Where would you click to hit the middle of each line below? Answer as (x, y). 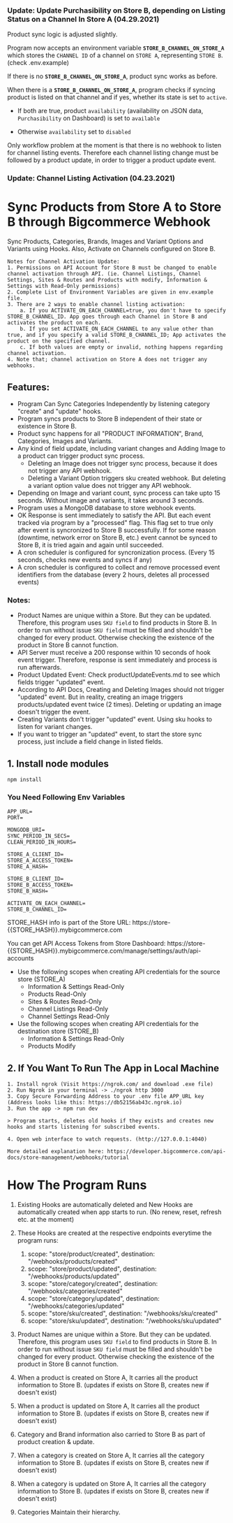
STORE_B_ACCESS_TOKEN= (40, 885)
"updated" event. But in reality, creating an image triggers (100, 697)
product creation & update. (56, 1442)
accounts (21, 958)
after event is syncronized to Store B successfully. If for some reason (116, 530)
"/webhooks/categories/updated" (76, 1306)
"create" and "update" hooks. (60, 411)
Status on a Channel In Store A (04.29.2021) (83, 19)
